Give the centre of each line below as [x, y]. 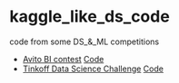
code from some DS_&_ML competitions [85, 41]
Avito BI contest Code [63, 59]
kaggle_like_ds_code [89, 17]
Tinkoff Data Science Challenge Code [93, 69]
